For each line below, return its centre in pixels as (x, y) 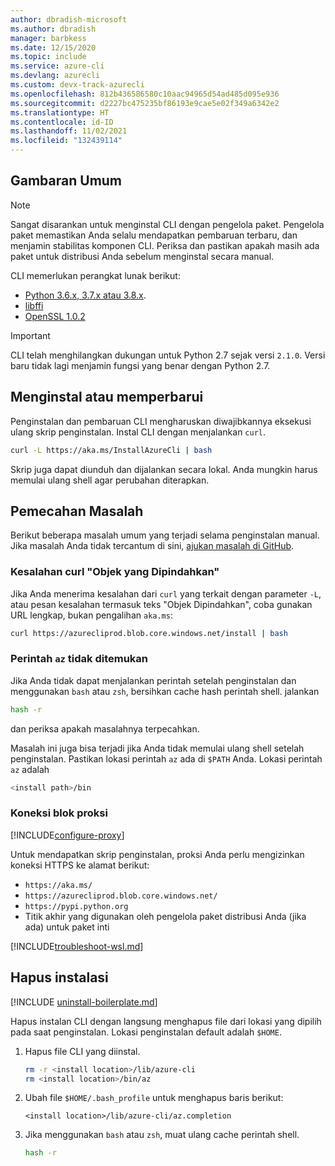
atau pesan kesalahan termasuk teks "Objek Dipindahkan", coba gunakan (161, 604)
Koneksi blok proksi (59, 813)
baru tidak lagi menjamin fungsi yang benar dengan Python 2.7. (140, 365)
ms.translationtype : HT (60, 112)
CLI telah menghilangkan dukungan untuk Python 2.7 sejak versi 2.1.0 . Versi (168, 355)
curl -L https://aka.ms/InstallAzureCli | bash (111, 450)
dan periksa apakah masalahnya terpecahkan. (105, 728)
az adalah (30, 769)
